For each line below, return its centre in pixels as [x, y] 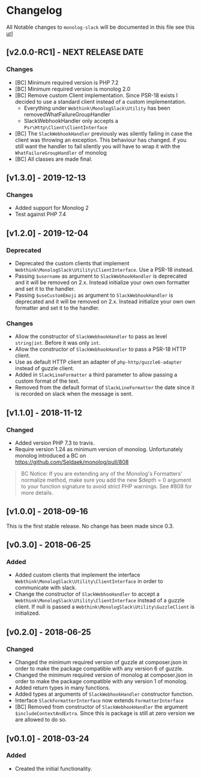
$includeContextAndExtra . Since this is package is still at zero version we [105, 713]
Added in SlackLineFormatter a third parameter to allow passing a [96, 375]
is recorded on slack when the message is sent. [74, 394]
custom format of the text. [47, 381]
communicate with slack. [46, 588]
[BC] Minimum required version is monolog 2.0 [73, 89]
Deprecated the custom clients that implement [72, 263]
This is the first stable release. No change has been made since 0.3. [90, 526]
